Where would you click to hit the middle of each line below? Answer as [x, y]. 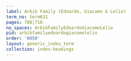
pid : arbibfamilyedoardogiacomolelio [52, 33]
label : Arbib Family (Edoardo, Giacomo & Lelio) [66, 11]
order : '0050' [23, 38]
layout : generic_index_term [40, 44]
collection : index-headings [40, 49]
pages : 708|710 [24, 22]
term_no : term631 [27, 17]
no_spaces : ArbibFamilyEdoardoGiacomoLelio [60, 28]
